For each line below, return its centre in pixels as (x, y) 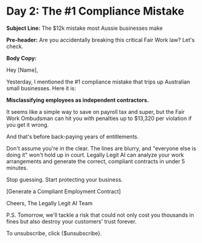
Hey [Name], (22, 70)
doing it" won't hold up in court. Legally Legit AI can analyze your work (95, 155)
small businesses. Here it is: (41, 88)
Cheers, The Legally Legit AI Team (50, 203)
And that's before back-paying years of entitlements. (72, 136)
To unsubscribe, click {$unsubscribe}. (54, 233)
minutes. (17, 167)
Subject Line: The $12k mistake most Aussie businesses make (85, 28)
